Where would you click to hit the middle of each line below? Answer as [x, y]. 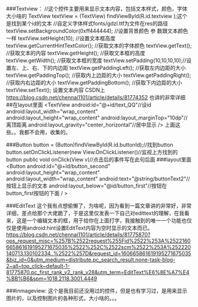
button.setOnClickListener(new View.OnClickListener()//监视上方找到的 [92, 152]
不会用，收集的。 [50, 132]
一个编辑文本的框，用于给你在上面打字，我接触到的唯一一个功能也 [106, 220]
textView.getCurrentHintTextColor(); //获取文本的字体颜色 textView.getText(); [99, 46]
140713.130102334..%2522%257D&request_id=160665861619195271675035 [99, 253]
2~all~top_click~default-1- [38, 266]
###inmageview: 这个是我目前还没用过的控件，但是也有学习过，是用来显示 [97, 291]
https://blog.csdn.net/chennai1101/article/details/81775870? [78, 235]
